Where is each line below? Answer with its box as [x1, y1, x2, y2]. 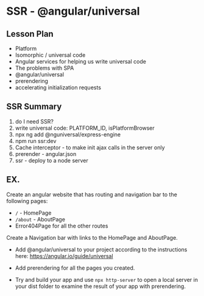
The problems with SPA [15, 64, 74, 72]
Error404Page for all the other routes [15, 222, 108, 229]
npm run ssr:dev [15, 137, 57, 144]
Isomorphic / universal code [15, 51, 86, 59]
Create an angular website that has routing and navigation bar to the [6, 191, 178, 198]
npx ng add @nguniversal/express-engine [15, 130, 121, 138]
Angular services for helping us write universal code [15, 58, 146, 65]
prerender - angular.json [15, 150, 77, 157]
